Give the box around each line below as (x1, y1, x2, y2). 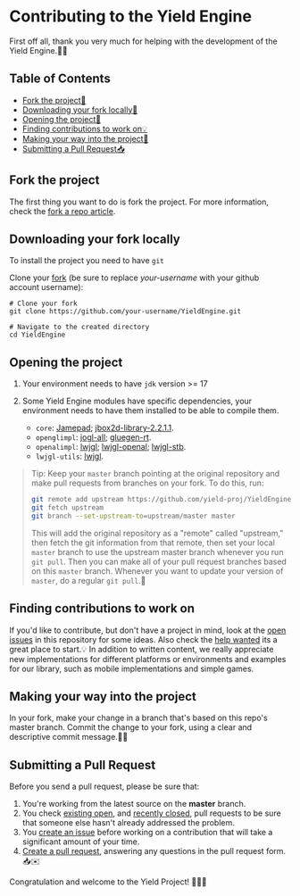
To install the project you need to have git (9, 255, 164, 266)
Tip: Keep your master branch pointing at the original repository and (30, 469, 280, 479)
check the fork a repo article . (9, 205, 116, 216)
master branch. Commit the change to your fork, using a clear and (9, 722, 253, 733)
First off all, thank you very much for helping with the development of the (9, 36, 279, 46)
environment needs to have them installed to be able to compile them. (21, 405, 279, 416)
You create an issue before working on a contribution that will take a (21, 827, 273, 838)
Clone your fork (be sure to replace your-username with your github (9, 272, 260, 283)
